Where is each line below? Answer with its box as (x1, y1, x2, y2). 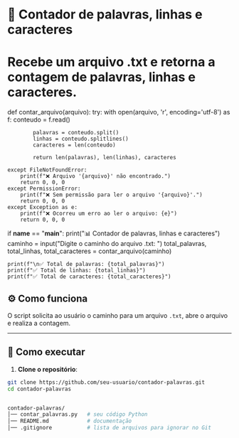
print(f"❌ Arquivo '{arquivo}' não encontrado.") (20, 173, 171, 180)
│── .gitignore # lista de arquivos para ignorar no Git (7, 424, 212, 432)
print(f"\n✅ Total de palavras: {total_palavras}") (7, 261, 165, 268)
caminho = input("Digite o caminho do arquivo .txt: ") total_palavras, (7, 240, 207, 248)
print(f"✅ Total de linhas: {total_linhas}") (7, 267, 146, 274)
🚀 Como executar (7, 346, 85, 358)
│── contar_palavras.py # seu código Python (7, 411, 148, 418)
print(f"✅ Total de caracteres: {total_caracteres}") (7, 273, 171, 280)
